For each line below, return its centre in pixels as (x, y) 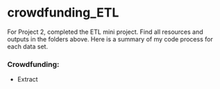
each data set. (28, 46)
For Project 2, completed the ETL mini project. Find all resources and (105, 32)
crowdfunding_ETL (63, 13)
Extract (27, 79)
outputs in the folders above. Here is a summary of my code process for (110, 39)
